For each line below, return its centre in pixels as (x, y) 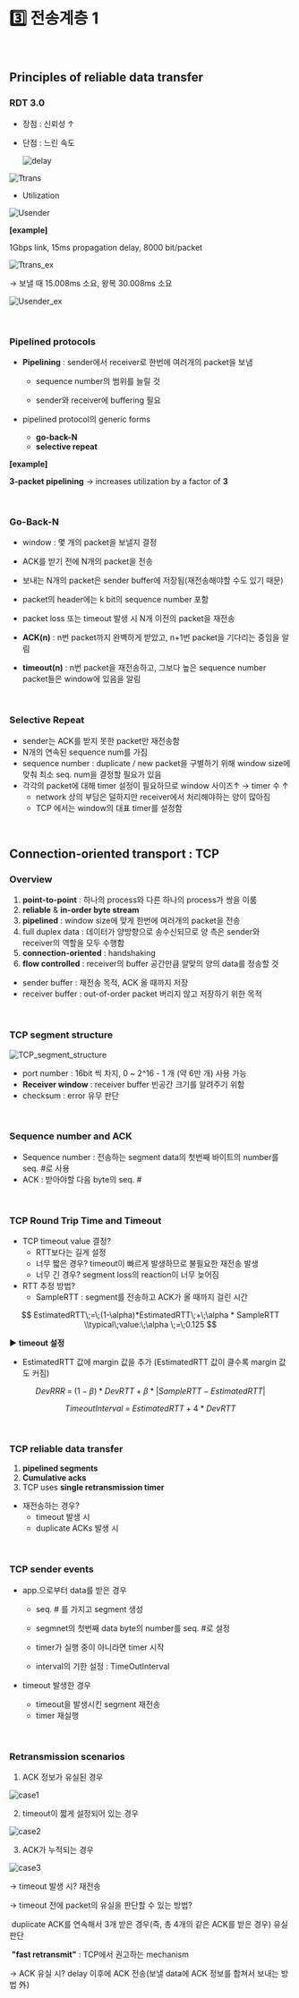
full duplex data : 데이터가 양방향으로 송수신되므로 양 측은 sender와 (141, 932)
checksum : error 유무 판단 (70, 1095)
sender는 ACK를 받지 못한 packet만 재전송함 (101, 740)
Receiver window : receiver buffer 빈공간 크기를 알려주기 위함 (133, 1084)
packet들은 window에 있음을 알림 (81, 679)
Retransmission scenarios (67, 1756)
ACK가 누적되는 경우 (58, 1849)
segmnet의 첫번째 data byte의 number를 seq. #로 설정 (133, 1628)
